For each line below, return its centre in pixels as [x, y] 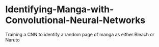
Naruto [12, 40]
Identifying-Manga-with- [60, 9]
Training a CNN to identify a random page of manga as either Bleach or [80, 34]
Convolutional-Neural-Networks [75, 20]
